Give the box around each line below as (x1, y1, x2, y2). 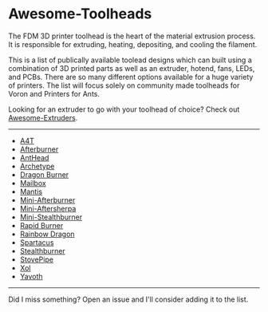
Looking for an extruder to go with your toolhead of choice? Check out (8, 105, 240, 114)
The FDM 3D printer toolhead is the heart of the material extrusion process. (8, 31, 256, 41)
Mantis (19, 187, 42, 196)
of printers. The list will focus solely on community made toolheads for (8, 81, 240, 90)
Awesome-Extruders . (8, 113, 78, 122)
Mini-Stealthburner (19, 212, 83, 222)
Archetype (19, 161, 55, 171)
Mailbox (19, 178, 46, 188)
